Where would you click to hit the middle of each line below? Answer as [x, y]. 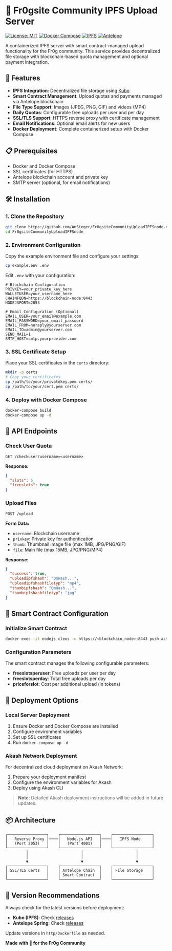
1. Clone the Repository [35, 216]
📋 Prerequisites [31, 151]
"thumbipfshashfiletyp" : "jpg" [43, 593]
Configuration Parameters [38, 652]
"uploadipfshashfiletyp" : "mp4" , [46, 583]
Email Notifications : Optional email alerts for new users [71, 123]
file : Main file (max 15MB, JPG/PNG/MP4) [58, 550]
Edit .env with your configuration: [40, 276]
